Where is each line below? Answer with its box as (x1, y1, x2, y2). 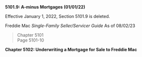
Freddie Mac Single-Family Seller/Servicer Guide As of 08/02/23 (5, 23, 136, 28)
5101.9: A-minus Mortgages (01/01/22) (5, 4, 86, 10)
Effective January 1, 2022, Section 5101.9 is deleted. (5, 14, 110, 19)
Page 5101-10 (17, 37, 44, 43)
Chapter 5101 (17, 32, 44, 38)
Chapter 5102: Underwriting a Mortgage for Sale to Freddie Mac (5, 47, 137, 52)
